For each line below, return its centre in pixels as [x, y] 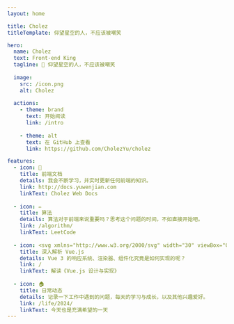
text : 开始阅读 [46, 116]
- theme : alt [39, 136]
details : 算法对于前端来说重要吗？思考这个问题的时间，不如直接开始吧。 [111, 220]
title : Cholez [28, 26]
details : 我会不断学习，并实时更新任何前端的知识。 [86, 181]
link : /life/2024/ [46, 303]
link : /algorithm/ [46, 226]
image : [23, 77]
